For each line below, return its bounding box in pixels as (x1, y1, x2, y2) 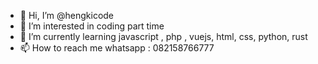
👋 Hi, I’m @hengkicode (19, 10, 115, 21)
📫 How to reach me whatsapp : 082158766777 (19, 42, 215, 54)
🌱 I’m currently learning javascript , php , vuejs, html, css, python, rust (19, 31, 308, 42)
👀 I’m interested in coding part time (19, 20, 165, 32)
